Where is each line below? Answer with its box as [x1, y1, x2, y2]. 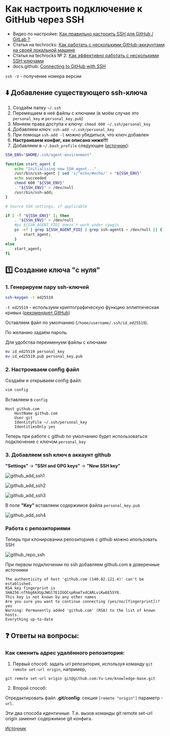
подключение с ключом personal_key [5, 439, 86, 445]
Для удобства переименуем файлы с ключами [5, 339, 107, 345]
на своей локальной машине [12, 47, 75, 53]
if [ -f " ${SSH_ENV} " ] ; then [5, 213, 70, 218]
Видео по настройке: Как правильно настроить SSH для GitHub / [12, 31, 154, 37]
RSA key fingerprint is [5, 586, 56, 591]
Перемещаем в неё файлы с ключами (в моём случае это [12, 110, 139, 116]
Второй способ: [12, 685, 47, 691]
